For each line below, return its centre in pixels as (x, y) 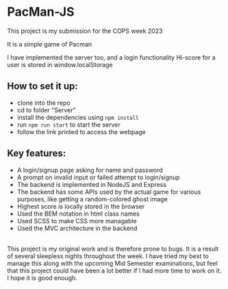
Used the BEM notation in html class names (78, 214)
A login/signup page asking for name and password (90, 170)
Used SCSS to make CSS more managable (77, 221)
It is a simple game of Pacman (50, 44)
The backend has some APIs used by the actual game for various (109, 192)
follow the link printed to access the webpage (81, 131)
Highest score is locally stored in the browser (81, 206)
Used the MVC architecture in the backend (77, 228)
